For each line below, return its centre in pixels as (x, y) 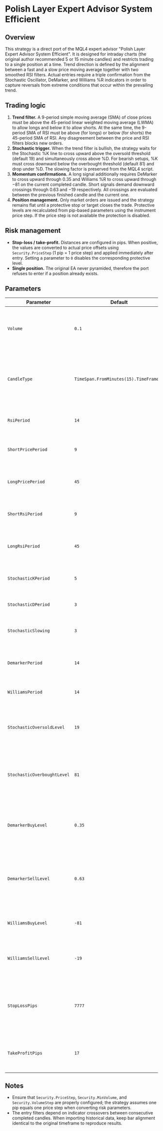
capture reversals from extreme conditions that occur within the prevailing (79, 85)
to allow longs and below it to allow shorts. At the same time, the (76, 127)
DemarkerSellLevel (29, 879)
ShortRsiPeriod (25, 514)
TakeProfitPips (25, 1053)
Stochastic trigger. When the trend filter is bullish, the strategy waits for (84, 148)
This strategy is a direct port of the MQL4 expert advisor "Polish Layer (75, 49)
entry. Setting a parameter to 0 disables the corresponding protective (81, 258)
